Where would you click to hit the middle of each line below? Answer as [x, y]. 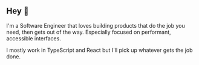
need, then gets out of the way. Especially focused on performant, [89, 32]
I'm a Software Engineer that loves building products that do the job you [96, 25]
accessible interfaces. [34, 38]
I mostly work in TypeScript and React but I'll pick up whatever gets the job [99, 50]
